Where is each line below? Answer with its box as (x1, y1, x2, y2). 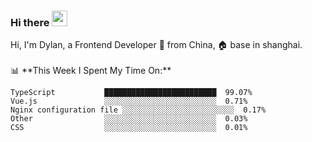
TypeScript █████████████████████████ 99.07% (10, 88, 253, 98)
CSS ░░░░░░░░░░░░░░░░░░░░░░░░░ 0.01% (10, 123, 248, 133)
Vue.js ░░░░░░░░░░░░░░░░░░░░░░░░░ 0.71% (10, 96, 248, 107)
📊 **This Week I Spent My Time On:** (10, 65, 172, 77)
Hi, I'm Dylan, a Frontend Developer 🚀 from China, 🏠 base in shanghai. (10, 39, 303, 51)
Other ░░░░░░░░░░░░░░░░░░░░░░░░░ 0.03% (10, 114, 248, 124)
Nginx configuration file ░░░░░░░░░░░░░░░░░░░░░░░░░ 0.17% (10, 105, 267, 115)
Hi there (10, 15, 50, 29)
